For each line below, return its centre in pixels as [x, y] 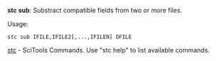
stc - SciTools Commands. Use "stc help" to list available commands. [108, 50]
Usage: [18, 24]
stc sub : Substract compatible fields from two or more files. [95, 10]
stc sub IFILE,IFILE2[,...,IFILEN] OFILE [70, 37]
